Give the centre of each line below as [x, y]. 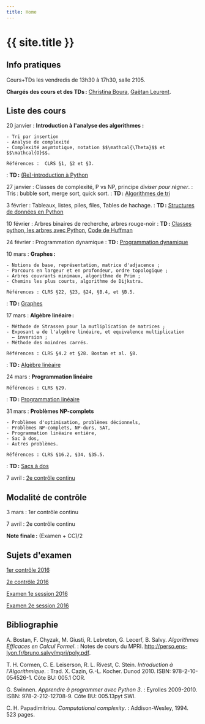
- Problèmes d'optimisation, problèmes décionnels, [73, 423]
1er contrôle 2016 [28, 570]
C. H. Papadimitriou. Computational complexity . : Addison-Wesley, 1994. [97, 708]
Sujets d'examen [39, 555]
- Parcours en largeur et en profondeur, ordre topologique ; [87, 271]
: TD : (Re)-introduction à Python [47, 175]
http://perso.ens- [166, 646]
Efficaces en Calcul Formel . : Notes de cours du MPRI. [75, 646]
